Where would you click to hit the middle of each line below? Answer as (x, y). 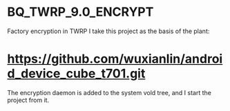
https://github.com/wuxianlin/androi (115, 59)
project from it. (28, 100)
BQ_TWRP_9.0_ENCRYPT (80, 12)
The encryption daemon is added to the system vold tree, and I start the (109, 92)
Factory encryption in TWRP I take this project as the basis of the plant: (108, 31)
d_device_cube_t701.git (76, 74)
